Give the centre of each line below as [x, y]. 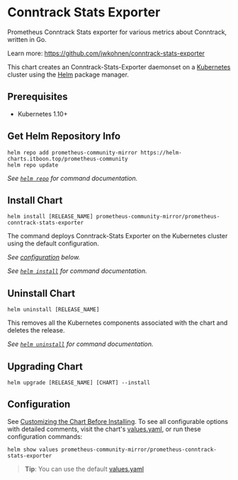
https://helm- [161, 152]
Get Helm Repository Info [64, 136]
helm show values [33, 450]
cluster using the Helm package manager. [68, 74]
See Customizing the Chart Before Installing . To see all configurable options [118, 421]
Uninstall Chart [41, 293]
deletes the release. [36, 330]
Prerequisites [38, 97]
